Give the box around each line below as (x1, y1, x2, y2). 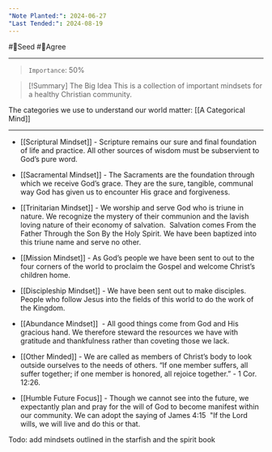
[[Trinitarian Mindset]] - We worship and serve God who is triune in (19, 203, 244, 212)
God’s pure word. (19, 154, 79, 164)
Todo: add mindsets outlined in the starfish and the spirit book (8, 434, 216, 444)
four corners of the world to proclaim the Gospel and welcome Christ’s (19, 261, 256, 271)
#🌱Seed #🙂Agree (8, 41, 66, 51)
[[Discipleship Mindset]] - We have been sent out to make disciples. (19, 285, 247, 296)
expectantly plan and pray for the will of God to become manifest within (19, 402, 259, 411)
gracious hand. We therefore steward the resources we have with (19, 327, 239, 337)
